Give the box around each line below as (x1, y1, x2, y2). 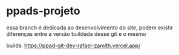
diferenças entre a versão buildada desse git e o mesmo (6, 30, 146, 37)
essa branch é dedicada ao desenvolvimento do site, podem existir (6, 24, 174, 31)
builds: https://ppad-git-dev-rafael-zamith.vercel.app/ (6, 42, 141, 49)
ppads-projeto (6, 4, 80, 18)
